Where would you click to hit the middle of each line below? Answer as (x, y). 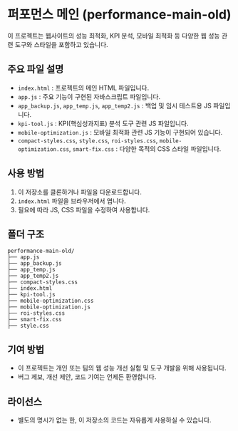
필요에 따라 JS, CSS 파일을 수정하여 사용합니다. (84, 209)
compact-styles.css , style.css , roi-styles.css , (88, 140)
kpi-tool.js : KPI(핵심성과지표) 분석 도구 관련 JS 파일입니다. (103, 123)
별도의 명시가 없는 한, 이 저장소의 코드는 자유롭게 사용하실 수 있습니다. (114, 420)
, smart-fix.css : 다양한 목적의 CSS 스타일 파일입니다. (145, 149)
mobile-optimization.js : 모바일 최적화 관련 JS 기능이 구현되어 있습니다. (120, 132)
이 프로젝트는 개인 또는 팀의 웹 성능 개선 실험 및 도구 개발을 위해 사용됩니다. (122, 368)
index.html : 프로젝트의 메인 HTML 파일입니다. (83, 88)
